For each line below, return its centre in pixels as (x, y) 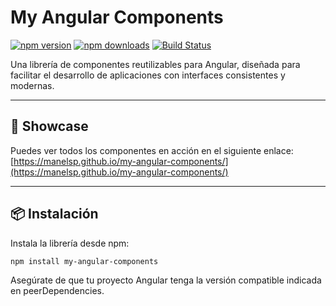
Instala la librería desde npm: (70, 243)
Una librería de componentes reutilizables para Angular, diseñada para (155, 64)
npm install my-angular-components (84, 261)
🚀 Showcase (49, 126)
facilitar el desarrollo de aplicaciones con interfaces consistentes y (148, 75)
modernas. (32, 85)
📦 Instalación (54, 214)
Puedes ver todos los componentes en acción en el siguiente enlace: (152, 150)
